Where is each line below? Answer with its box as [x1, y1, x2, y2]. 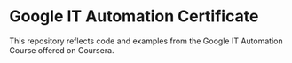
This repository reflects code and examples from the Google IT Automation [9, 35, 283, 46]
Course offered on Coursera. [9, 44, 114, 55]
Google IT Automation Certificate [9, 6, 259, 27]
